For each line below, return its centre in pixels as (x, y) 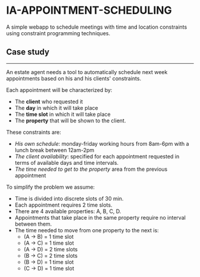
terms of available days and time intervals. (67, 162)
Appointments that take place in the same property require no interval (100, 217)
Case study (28, 52)
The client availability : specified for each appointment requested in (97, 156)
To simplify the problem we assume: (51, 187)
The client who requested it (49, 101)
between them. (33, 224)
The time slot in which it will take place (63, 114)
